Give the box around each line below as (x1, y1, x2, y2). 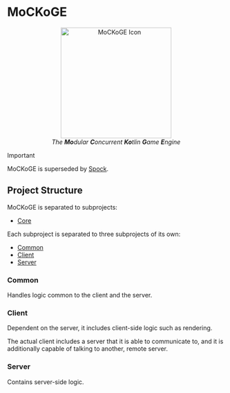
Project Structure (7, 185, 83, 196)
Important (7, 151, 35, 159)
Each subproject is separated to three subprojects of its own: (7, 230, 181, 238)
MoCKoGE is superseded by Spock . (7, 164, 109, 173)
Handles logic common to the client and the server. (7, 291, 153, 300)
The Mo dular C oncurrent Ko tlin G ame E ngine (51, 138, 181, 146)
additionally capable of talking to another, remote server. (7, 345, 168, 353)
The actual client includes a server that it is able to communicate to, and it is (7, 337, 224, 346)
